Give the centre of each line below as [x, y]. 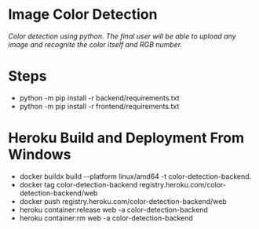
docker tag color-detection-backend [78, 184]
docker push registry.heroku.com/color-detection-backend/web [123, 201]
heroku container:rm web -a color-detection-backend [106, 218]
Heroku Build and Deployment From [126, 138]
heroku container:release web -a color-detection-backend [113, 209]
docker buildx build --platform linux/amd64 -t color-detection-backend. [135, 176]
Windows [40, 155]
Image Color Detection [83, 15]
